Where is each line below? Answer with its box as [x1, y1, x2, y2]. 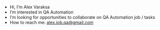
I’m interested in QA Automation [9, 9, 74, 15]
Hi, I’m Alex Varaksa [9, 4, 50, 10]
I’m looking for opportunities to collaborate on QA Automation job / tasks [9, 15, 155, 20]
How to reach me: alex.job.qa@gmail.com [9, 19, 94, 25]
